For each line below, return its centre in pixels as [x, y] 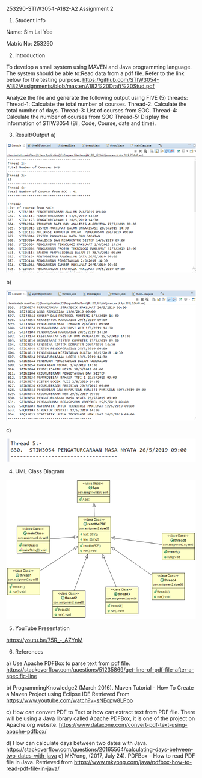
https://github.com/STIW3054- [121, 80]
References [29, 651]
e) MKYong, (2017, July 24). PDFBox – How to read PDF [127, 755]
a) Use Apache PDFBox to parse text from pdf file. [68, 663]
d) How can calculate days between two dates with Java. [77, 743]
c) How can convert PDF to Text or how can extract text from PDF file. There [101, 712]
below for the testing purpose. [44, 80]
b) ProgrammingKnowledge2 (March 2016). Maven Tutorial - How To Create [100, 687]
